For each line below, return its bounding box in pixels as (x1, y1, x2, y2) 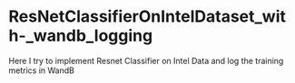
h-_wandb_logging (8, 25, 153, 46)
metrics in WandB (8, 65, 74, 76)
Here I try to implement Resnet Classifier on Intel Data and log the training (8, 55, 284, 66)
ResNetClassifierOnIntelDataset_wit (8, 6, 287, 27)
